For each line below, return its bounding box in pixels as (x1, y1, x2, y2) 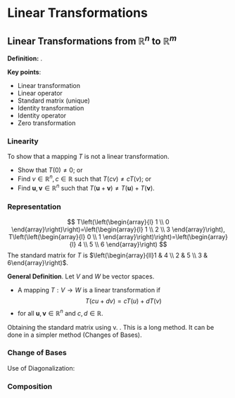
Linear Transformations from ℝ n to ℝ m (7, 33, 177, 47)
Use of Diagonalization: (7, 364, 75, 372)
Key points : (7, 68, 42, 76)
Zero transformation (17, 119, 76, 127)
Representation (7, 202, 61, 212)
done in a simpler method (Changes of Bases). (7, 330, 142, 339)
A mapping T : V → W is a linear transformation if (17, 285, 160, 294)
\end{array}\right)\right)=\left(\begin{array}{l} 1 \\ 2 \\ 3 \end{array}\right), (11, 225, 225, 233)
